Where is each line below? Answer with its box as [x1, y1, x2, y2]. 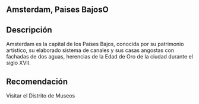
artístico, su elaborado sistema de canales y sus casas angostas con [6, 47, 174, 54]
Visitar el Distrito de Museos [6, 92, 75, 99]
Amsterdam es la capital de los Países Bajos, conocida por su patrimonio [6, 41, 184, 48]
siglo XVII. [6, 59, 31, 67]
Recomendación [6, 76, 68, 86]
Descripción [6, 25, 52, 35]
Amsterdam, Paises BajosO [6, 5, 109, 15]
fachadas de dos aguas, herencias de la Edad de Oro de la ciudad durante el [6, 53, 193, 60]
